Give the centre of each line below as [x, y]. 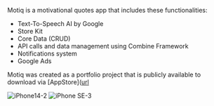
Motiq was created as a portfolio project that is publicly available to [104, 74]
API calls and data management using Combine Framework [103, 46]
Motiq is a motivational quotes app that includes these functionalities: [107, 10]
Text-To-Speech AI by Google [60, 24]
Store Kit [30, 31]
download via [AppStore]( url [48, 82]
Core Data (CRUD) [44, 39]
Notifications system [47, 53]
